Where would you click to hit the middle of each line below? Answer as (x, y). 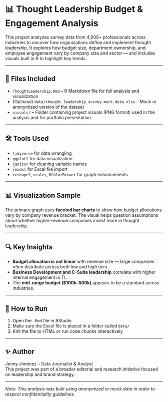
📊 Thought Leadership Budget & (74, 9)
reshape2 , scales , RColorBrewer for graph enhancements (70, 174)
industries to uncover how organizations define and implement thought (78, 42)
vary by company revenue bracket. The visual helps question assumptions (82, 215)
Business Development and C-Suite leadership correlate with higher (84, 272)
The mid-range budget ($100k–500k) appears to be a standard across (86, 283)
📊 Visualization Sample (43, 195)
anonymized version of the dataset (48, 107)
